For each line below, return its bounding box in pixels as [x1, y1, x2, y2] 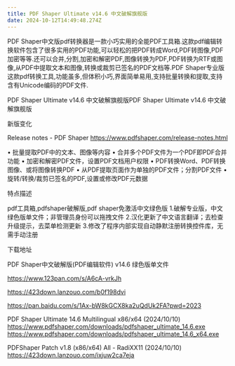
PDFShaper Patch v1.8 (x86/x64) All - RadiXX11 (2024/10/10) [7, 343, 182, 351]
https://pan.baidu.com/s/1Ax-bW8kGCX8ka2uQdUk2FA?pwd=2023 [7, 301, 202, 309]
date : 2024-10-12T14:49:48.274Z [7, 17, 102, 24]
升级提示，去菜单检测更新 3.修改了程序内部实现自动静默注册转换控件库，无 [7, 222, 224, 230]
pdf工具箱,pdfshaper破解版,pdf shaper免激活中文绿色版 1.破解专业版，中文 [7, 204, 223, 212]
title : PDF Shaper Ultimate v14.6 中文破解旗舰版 [7, 10, 148, 18]
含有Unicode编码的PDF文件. [7, 81, 89, 89]
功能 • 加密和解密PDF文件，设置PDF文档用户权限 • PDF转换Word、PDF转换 [7, 156, 226, 165]
